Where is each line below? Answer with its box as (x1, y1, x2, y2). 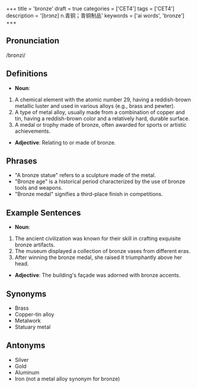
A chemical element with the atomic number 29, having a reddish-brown (14, 96, 191, 103)
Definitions (6, 69, 48, 79)
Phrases (6, 156, 37, 166)
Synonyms (6, 288, 47, 299)
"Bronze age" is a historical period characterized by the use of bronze (14, 178, 185, 185)
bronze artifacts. (14, 241, 55, 248)
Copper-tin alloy (14, 311, 54, 318)
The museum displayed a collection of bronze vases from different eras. (14, 248, 190, 255)
